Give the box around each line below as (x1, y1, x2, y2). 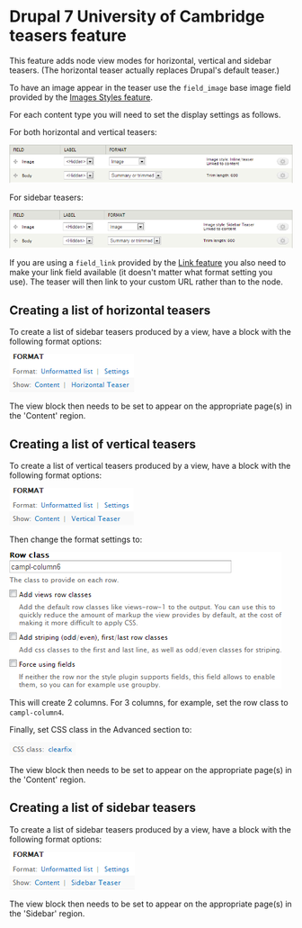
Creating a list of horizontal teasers (9, 302, 211, 318)
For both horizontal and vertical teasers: (9, 126, 157, 137)
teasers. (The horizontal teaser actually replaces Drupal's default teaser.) (9, 65, 280, 76)
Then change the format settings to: (9, 534, 143, 545)
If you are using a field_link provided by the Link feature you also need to (9, 257, 286, 268)
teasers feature (9, 25, 128, 46)
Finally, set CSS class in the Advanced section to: (9, 724, 192, 734)
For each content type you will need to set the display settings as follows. (9, 109, 281, 120)
